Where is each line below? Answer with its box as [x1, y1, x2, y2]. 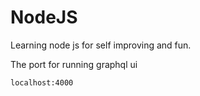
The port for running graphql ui [10, 58, 138, 70]
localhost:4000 [10, 77, 74, 88]
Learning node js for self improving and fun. [10, 39, 192, 51]
